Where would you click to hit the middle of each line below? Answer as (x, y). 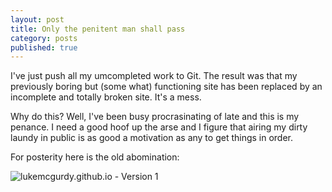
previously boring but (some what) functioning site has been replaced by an (166, 87)
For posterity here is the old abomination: (95, 157)
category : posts (44, 38)
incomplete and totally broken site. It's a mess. (106, 97)
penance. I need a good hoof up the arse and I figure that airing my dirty (159, 127)
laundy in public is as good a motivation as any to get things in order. (152, 138)
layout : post (37, 19)
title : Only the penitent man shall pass (98, 29)
